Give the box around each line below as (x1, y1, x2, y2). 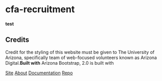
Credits (5, 36, 30, 44)
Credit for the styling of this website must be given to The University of (5, 49, 155, 55)
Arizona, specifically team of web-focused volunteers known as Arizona (5, 55, 157, 61)
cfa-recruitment (5, 4, 75, 15)
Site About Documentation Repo (5, 70, 73, 76)
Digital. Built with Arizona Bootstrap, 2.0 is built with (5, 60, 114, 66)
